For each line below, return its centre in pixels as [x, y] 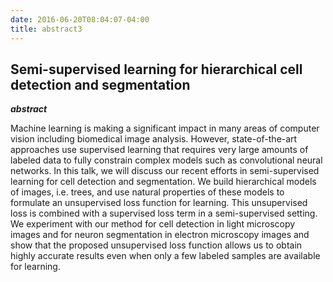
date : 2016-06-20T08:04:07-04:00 [80, 19]
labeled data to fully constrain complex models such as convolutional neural [166, 160]
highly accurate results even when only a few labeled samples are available [165, 256]
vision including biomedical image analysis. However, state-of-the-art [154, 139]
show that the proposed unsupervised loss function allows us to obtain [156, 245]
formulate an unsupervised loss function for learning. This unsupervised [159, 203]
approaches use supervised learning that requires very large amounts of [159, 150]
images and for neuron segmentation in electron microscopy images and [160, 235]
